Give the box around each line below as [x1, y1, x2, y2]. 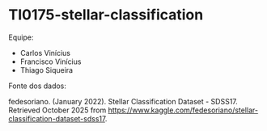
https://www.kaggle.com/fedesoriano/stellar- [108, 105, 259, 115]
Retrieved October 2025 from [8, 105, 107, 115]
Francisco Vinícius [19, 57, 82, 66]
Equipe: [8, 32, 34, 42]
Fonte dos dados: [8, 81, 67, 91]
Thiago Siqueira [19, 65, 74, 74]
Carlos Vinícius [19, 48, 71, 57]
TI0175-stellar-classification [8, 6, 204, 24]
